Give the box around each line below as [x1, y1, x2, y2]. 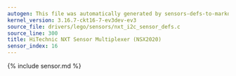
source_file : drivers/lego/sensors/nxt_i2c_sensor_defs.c [7, 23, 181, 30]
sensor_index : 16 [7, 43, 58, 50]
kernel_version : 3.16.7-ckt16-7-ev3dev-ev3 [7, 17, 137, 24]
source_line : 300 [7, 29, 58, 37]
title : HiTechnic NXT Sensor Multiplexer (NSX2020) [7, 36, 162, 43]
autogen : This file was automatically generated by [7, 10, 162, 17]
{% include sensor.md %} [7, 62, 82, 70]
